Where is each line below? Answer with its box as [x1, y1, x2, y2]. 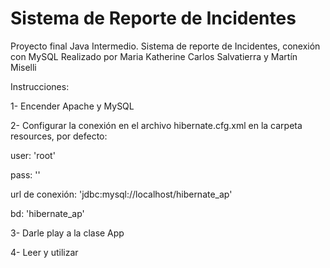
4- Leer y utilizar [10, 246, 79, 258]
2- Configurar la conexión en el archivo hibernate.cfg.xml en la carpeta [10, 119, 303, 131]
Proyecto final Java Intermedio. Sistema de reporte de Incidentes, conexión [10, 40, 321, 52]
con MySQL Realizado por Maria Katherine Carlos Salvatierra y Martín [10, 50, 298, 62]
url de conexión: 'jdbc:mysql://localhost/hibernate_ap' [10, 188, 233, 200]
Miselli [10, 61, 37, 73]
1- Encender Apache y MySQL [10, 100, 135, 112]
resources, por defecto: [10, 130, 108, 142]
